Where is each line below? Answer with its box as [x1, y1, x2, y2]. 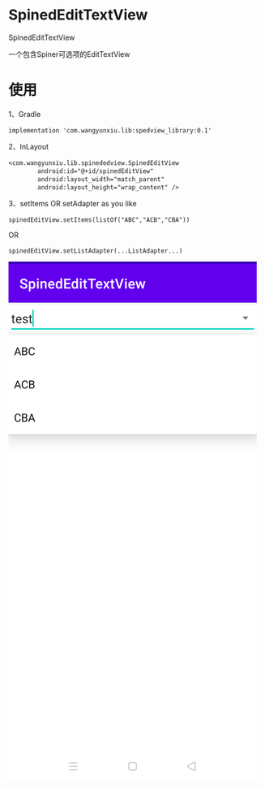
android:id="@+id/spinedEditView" [37, 167, 154, 175]
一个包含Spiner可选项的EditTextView [8, 49, 130, 58]
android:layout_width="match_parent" [37, 175, 165, 184]
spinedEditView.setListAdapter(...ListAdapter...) [8, 246, 183, 255]
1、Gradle [8, 109, 41, 119]
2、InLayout [8, 141, 49, 151]
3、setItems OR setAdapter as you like [8, 198, 137, 208]
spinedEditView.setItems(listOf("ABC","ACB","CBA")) [8, 215, 190, 224]
